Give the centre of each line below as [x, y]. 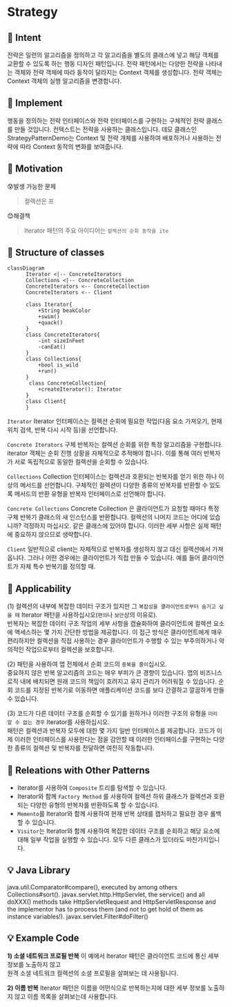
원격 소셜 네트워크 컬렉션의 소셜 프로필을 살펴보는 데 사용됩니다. [93, 973]
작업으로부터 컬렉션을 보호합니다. [70, 649]
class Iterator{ [49, 305]
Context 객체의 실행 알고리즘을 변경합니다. [65, 81]
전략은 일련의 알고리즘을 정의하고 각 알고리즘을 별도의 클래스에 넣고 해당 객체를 [113, 55]
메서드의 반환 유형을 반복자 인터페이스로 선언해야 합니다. [90, 494]
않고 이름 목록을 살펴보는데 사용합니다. [66, 996]
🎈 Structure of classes [56, 253]
